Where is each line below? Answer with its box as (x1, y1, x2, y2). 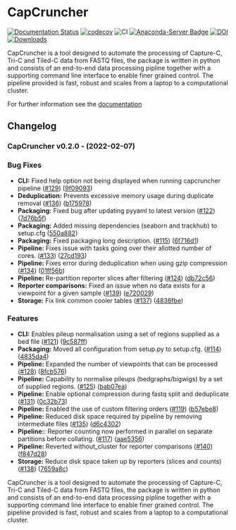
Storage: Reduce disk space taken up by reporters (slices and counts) (17, 457, 222, 465)
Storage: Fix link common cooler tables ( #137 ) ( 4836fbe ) (17, 296, 184, 304)
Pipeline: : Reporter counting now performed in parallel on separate (17, 427, 213, 436)
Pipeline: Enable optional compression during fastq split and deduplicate (17, 389, 229, 398)
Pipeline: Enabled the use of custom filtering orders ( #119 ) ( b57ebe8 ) (17, 405, 219, 413)
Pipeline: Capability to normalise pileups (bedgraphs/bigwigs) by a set (17, 374, 223, 383)
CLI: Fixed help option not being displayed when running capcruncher (17, 176, 221, 185)
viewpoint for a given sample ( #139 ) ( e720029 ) (17, 288, 154, 297)
